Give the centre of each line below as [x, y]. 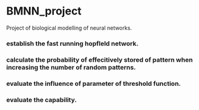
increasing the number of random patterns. [71, 67]
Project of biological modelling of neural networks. [69, 28]
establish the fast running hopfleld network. [73, 44]
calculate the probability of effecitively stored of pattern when [99, 60]
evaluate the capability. [41, 100]
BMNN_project [44, 11]
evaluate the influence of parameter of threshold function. [94, 83]
